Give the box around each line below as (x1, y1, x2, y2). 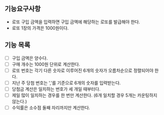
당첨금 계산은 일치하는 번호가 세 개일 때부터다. (11, 86, 101, 92)
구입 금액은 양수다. (11, 55, 48, 61)
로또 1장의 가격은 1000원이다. (11, 25, 69, 31)
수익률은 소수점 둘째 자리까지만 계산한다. (11, 105, 90, 111)
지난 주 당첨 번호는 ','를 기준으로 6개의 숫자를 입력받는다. (11, 80, 121, 86)
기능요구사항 (4, 4, 41, 13)
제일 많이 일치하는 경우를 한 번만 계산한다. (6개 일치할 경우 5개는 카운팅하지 (11, 92, 158, 98)
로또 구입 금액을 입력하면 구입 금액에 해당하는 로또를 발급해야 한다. (11, 19, 140, 25)
